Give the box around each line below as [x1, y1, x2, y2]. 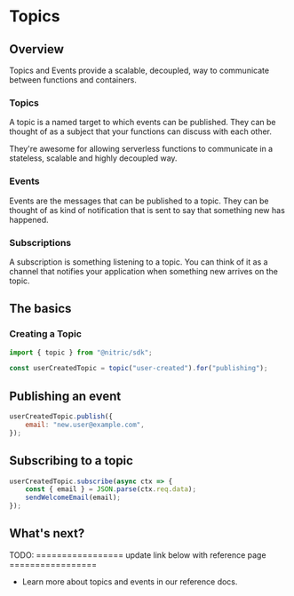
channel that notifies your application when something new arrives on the [9, 266, 278, 276]
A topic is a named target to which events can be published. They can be [9, 117, 276, 128]
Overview [9, 42, 65, 57]
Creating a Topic [9, 328, 83, 340]
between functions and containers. [9, 75, 138, 85]
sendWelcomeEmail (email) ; [25, 493, 122, 503]
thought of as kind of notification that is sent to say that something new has [9, 204, 286, 215]
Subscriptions [9, 236, 72, 249]
